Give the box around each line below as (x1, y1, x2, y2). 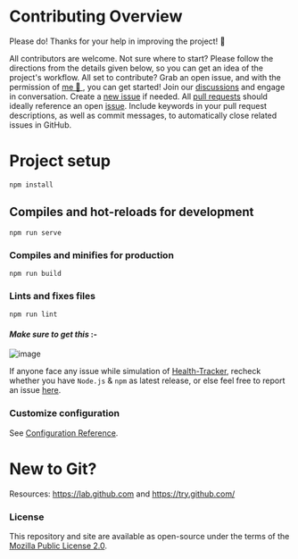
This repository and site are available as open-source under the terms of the (9, 531, 290, 542)
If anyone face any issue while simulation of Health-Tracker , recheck (9, 366, 261, 377)
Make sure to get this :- (9, 329, 98, 339)
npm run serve (9, 228, 62, 238)
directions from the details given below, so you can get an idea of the (9, 63, 263, 73)
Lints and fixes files (9, 289, 96, 302)
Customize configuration (9, 407, 120, 420)
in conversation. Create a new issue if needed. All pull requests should (9, 91, 268, 102)
